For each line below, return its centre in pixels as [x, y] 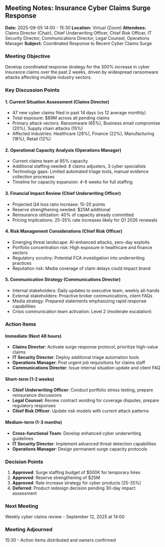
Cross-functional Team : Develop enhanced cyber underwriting [77, 433]
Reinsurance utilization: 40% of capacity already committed [73, 215]
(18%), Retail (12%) [32, 139]
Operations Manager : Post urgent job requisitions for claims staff [79, 363]
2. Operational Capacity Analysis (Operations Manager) [63, 150]
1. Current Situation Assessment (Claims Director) [57, 102]
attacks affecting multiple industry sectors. [49, 77]
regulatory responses [34, 406]
